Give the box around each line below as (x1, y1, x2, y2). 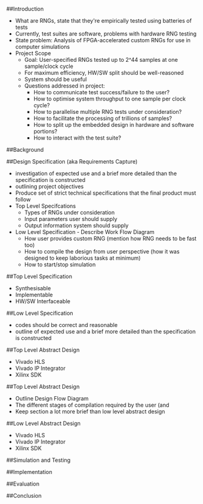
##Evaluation (6, 480, 40, 487)
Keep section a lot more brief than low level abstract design (15, 408, 165, 415)
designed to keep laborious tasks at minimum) (24, 254, 141, 261)
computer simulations (15, 43, 70, 50)
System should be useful (24, 76, 87, 83)
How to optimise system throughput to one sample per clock (33, 95, 186, 102)
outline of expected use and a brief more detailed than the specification (15, 328, 196, 335)
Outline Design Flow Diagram (15, 395, 89, 402)
